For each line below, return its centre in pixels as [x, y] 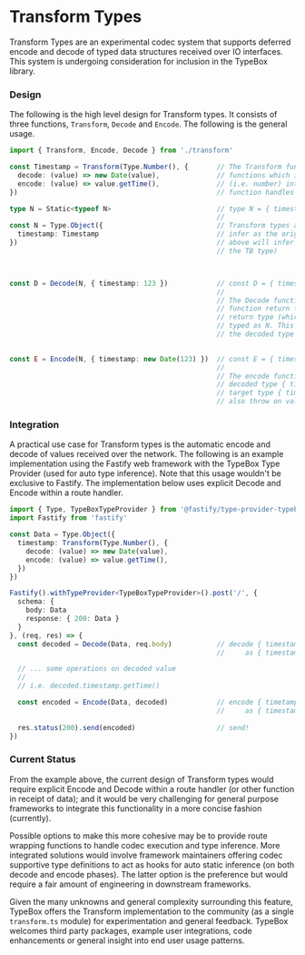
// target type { [249, 393]
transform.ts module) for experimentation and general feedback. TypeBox [149, 920]
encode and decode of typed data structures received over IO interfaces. [146, 51]
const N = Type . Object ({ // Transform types [150, 226]
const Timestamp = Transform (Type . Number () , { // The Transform [146, 167]
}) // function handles [152, 192]
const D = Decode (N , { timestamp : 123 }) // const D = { [142, 283]
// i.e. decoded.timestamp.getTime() [89, 686]
